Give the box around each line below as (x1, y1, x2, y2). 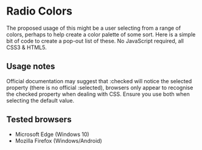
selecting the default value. (6, 97, 75, 104)
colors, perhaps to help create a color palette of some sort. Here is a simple (6, 30, 196, 38)
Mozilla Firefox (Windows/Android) (15, 137, 102, 144)
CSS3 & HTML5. (6, 44, 47, 51)
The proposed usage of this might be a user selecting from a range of (6, 24, 181, 32)
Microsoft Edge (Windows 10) (15, 131, 89, 138)
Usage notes (6, 61, 55, 72)
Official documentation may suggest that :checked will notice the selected (6, 77, 192, 84)
